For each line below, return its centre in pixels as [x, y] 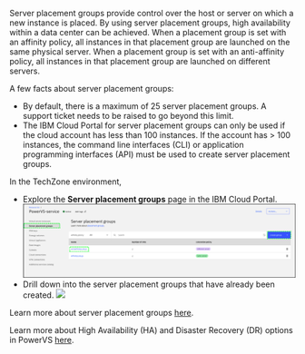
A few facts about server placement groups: [92, 88]
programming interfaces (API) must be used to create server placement [156, 154]
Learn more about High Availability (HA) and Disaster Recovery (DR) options [151, 329]
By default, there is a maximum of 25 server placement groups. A [144, 106]
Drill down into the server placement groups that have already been [148, 284]
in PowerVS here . [42, 339]
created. [38, 295]
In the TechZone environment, [66, 182]
